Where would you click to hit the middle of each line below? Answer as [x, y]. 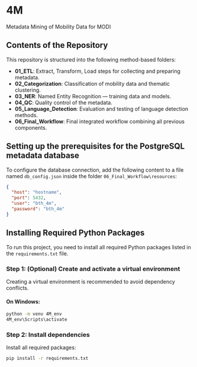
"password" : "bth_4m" [38, 209]
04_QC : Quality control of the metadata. [63, 102]
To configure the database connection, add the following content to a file [95, 170]
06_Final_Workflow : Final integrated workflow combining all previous [100, 121]
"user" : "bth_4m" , [34, 204]
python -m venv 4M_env [34, 314]
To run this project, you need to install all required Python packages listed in [98, 247]
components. [31, 127]
